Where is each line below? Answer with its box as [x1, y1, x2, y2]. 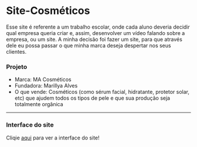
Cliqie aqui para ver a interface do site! [6, 134, 100, 141]
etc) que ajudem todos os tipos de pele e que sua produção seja [14, 94, 171, 101]
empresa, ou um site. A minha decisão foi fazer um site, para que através [6, 36, 183, 43]
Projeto [6, 62, 28, 71]
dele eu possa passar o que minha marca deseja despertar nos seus [6, 42, 171, 49]
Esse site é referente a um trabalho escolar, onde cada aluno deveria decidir [6, 23, 190, 30]
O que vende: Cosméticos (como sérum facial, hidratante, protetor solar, [14, 89, 189, 96]
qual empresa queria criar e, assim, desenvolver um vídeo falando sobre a [6, 29, 185, 36]
